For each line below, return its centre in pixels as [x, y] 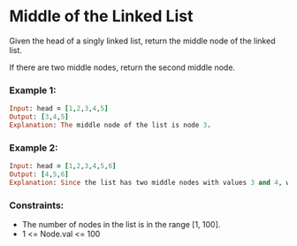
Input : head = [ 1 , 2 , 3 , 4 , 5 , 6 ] [63, 166]
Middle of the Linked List [101, 16]
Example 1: [33, 90]
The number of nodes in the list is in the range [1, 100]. [121, 225]
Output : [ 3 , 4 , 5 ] [39, 117]
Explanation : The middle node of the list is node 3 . [110, 125]
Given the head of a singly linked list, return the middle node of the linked [142, 41]
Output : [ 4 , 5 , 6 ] [39, 174]
